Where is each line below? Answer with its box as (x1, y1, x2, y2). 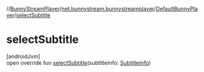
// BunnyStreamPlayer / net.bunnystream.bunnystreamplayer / (6, 5, 156, 12)
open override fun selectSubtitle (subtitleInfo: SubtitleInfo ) (6, 59, 151, 66)
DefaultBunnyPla (155, 5, 199, 12)
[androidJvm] (6, 53, 41, 60)
